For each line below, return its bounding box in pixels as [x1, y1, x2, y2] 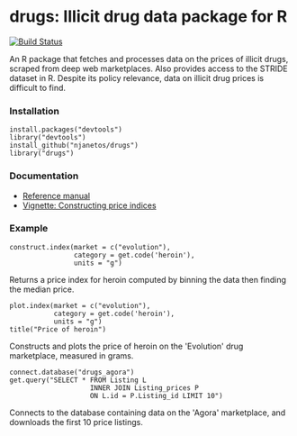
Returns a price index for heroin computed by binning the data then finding [9, 274, 286, 285]
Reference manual [22, 190, 91, 201]
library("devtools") [9, 133, 87, 142]
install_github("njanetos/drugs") [9, 141, 139, 150]
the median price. [9, 284, 75, 295]
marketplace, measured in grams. [9, 350, 134, 361]
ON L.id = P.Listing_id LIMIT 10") [89, 391, 223, 400]
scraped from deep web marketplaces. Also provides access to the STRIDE [9, 63, 288, 74]
